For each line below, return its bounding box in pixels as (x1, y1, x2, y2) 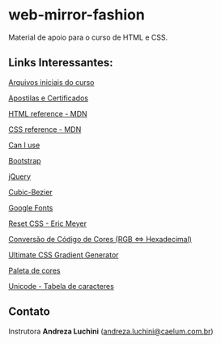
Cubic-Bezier (8, 187, 53, 197)
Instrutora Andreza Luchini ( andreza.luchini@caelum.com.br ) (8, 326, 214, 336)
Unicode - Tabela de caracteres (8, 281, 115, 291)
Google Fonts (8, 202, 53, 212)
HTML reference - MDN (8, 108, 87, 118)
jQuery (8, 172, 31, 181)
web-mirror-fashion (8, 6, 146, 24)
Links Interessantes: (8, 56, 113, 70)
